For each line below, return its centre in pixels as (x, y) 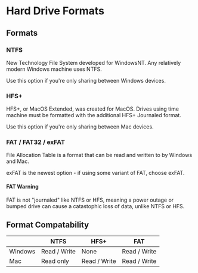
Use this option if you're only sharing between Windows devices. (86, 80)
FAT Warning (22, 187)
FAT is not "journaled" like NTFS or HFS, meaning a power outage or (90, 200)
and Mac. (18, 161)
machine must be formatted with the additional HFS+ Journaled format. (94, 115)
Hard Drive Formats (55, 11)
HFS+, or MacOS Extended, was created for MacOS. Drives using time (92, 109)
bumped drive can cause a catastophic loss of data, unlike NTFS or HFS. (95, 206)
